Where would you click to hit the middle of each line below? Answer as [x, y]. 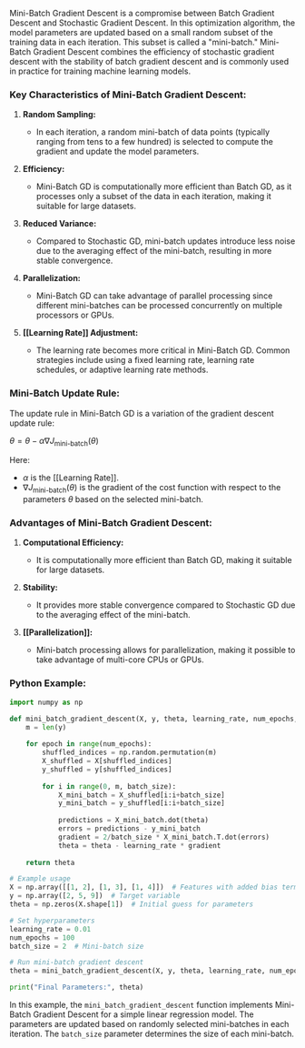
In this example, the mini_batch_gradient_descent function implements [142, 1005]
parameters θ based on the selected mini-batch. [113, 499]
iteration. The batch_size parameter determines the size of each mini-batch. [152, 1034]
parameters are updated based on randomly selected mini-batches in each [149, 1024]
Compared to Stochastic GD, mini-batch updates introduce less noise [166, 241]
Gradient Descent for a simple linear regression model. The [143, 1014]
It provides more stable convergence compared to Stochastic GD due [166, 605]
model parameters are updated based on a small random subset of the [142, 32]
